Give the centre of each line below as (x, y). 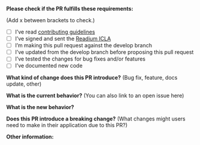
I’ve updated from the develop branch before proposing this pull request (104, 52)
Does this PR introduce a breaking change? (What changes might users (96, 119)
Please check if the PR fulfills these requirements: (70, 9)
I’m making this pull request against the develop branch (83, 46)
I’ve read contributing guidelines (55, 32)
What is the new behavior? (40, 107)
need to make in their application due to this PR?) (67, 125)
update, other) (24, 84)
